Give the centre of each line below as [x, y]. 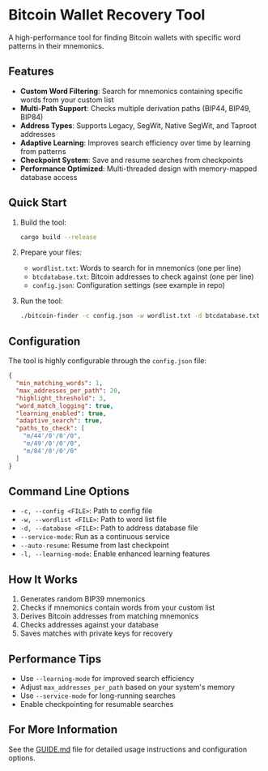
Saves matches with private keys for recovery [96, 633]
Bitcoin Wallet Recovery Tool [107, 15]
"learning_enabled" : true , [61, 413]
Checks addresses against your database [89, 625]
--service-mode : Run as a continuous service [95, 537]
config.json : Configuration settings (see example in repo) [128, 285]
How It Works [43, 579]
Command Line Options [69, 491]
